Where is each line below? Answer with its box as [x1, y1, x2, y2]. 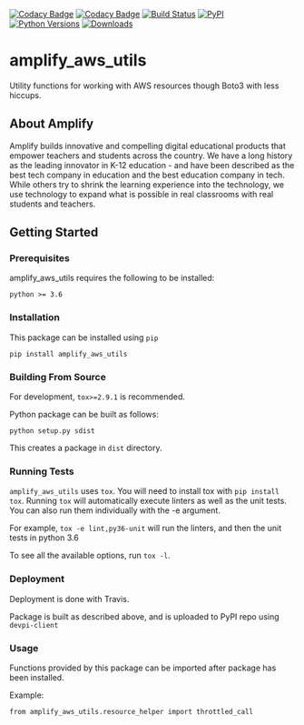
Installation [9, 311, 61, 324]
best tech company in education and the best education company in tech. [9, 169, 286, 180]
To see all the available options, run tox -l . [9, 550, 171, 561]
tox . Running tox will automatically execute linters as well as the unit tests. [9, 496, 288, 507]
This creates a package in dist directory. [9, 442, 162, 454]
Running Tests [9, 465, 74, 478]
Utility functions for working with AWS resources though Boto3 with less [9, 80, 279, 91]
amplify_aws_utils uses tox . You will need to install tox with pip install [9, 486, 279, 497]
